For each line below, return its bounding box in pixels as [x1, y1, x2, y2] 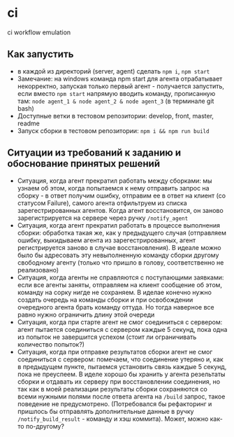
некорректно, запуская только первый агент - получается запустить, [17, 82, 225, 90]
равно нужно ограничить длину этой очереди [17, 310, 155, 319]
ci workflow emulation [7, 28, 71, 36]
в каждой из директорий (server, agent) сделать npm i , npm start [17, 67, 210, 75]
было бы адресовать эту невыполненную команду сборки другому [17, 251, 219, 259]
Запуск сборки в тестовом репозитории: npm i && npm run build [17, 126, 210, 134]
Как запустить [7, 48, 74, 60]
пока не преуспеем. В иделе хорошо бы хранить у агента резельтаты [17, 370, 226, 378]
